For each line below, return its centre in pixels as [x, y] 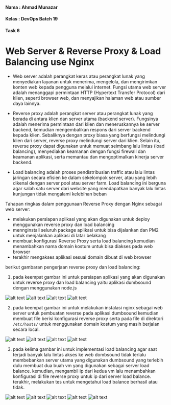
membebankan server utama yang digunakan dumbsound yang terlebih [88, 360]
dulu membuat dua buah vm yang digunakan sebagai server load [81, 365]
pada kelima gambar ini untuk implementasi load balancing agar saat [85, 349]
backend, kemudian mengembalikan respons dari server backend [81, 129]
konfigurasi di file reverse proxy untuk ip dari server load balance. [82, 376]
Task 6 [13, 30]
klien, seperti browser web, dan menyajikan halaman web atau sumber [87, 98]
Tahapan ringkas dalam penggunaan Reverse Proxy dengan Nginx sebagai [84, 204]
